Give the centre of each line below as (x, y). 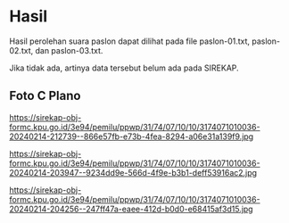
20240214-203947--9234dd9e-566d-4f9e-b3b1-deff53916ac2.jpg (133, 172)
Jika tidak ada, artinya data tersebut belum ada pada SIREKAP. (124, 68)
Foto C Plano (45, 96)
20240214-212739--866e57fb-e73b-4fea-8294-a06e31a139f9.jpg (132, 136)
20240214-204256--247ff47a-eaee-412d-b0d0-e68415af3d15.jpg (131, 209)
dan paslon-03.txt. (69, 50)
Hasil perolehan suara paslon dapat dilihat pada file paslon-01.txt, (130, 41)
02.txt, (21, 50)
